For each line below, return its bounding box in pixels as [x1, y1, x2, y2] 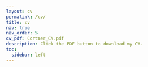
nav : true [6, 24, 31, 31]
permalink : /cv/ [6, 14, 46, 20]
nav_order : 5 [6, 30, 38, 36]
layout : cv [6, 8, 33, 15]
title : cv [6, 19, 31, 25]
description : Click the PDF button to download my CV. [6, 41, 143, 47]
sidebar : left [11, 52, 46, 58]
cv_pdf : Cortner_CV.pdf [6, 36, 65, 41]
